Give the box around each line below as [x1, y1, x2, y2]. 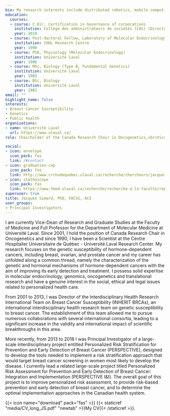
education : [5, 12, 28, 17]
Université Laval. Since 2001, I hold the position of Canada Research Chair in [5, 230, 165, 236]
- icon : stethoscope [5, 177, 49, 182]
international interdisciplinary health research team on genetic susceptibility [5, 304, 163, 310]
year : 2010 [14, 31, 37, 36]
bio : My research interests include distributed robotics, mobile [5, 7, 148, 13]
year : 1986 [14, 59, 37, 64]
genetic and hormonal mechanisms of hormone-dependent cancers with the [5, 262, 165, 268]
